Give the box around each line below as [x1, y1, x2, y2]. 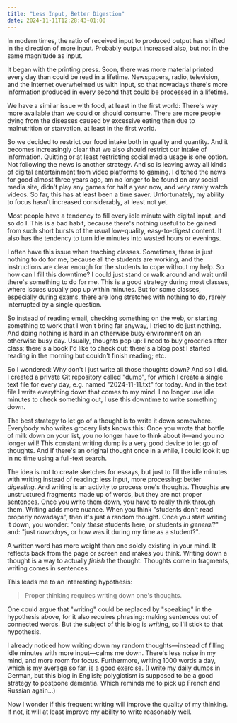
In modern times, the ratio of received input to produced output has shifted [7, 36, 226, 45]
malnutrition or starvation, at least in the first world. [7, 124, 157, 132]
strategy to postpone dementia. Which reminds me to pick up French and [7, 678, 221, 687]
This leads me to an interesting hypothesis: [7, 577, 133, 586]
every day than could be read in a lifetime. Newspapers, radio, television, [7, 72, 220, 81]
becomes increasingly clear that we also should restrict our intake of [7, 145, 207, 153]
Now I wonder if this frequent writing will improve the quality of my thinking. [7, 700, 229, 708]
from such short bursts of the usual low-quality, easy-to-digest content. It [7, 226, 222, 235]
